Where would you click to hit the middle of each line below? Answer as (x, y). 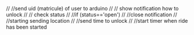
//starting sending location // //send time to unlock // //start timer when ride (97, 21)
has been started (27, 27)
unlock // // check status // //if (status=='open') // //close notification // (92, 15)
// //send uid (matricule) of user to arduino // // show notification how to (92, 8)
